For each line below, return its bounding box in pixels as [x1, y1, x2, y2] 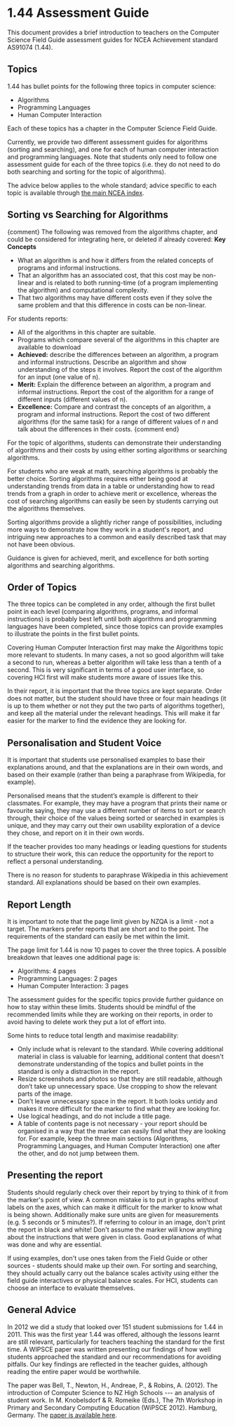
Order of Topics [7, 581, 77, 593]
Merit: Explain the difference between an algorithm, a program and [17, 380, 211, 389]
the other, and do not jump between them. [17, 1149, 140, 1157]
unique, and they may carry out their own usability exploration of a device [7, 821, 220, 830]
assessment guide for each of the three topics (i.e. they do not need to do [7, 160, 221, 168]
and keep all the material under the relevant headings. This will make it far [7, 709, 221, 718]
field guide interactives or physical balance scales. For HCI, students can [7, 1276, 218, 1284]
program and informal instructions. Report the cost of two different [17, 410, 210, 418]
